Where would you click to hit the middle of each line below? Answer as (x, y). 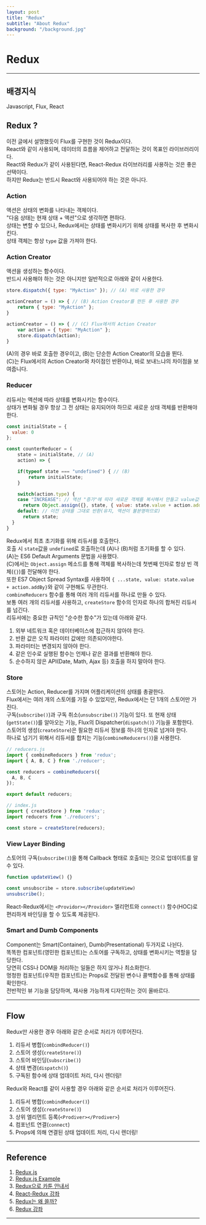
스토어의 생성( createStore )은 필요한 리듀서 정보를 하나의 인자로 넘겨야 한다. (97, 730)
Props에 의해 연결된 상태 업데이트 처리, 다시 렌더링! (76, 1132)
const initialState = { (37, 426)
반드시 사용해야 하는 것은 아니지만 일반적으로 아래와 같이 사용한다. (85, 279)
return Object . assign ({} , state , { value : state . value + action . (108, 505)
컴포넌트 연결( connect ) (43, 1124)
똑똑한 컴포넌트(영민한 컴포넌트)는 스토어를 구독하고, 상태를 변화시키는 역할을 (98, 952)
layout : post (23, 12)
